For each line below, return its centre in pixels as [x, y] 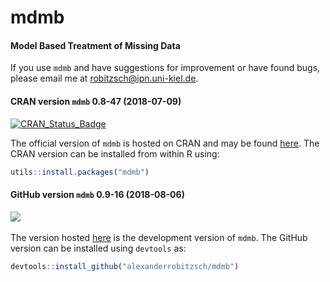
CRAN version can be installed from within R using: [115, 153]
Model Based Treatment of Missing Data [95, 45]
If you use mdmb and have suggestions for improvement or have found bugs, [165, 68]
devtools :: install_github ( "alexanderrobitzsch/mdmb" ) [125, 266]
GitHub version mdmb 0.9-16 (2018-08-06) [97, 195]
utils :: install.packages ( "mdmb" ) [80, 172]
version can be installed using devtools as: [98, 248]
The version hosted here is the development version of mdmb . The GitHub [159, 237]
